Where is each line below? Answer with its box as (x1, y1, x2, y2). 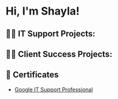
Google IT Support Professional (14, 86, 93, 93)
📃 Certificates (5, 70, 59, 80)
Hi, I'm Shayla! (5, 4, 80, 18)
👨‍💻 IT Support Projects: (5, 29, 96, 39)
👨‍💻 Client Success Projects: (5, 49, 113, 59)
